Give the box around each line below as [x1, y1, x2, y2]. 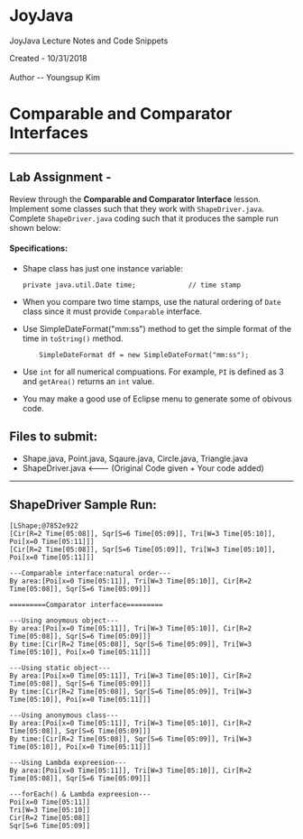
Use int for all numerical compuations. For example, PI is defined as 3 [22, 366, 284, 377]
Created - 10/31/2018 [9, 52, 87, 63]
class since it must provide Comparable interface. [22, 306, 203, 317]
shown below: [9, 222, 61, 233]
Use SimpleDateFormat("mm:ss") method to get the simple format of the [22, 323, 291, 334]
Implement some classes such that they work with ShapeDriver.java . [9, 203, 264, 214]
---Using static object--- [9, 663, 111, 672]
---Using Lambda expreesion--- [9, 758, 127, 767]
